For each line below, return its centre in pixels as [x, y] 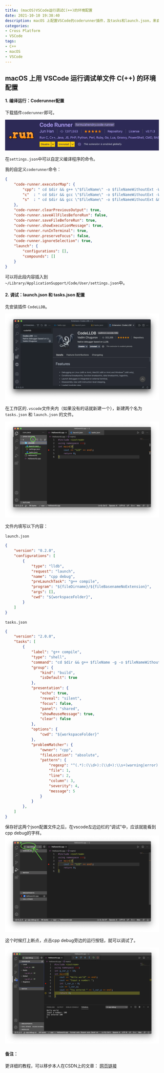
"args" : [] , [43, 592]
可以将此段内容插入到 [26, 276]
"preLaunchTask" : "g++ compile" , [65, 582]
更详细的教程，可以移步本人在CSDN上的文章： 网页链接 [61, 1066]
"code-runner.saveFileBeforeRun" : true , [55, 220]
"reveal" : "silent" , [61, 698]
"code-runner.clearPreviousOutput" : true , [58, 210]
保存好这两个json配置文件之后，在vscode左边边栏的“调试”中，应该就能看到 [81, 827]
